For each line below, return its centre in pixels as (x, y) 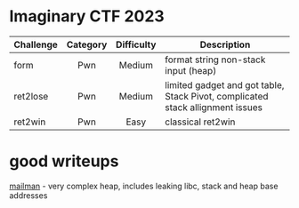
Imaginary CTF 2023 (87, 16)
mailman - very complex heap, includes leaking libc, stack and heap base (144, 186)
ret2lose (31, 96)
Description (225, 44)
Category (87, 44)
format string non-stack (215, 60)
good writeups (64, 161)
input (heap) (190, 70)
